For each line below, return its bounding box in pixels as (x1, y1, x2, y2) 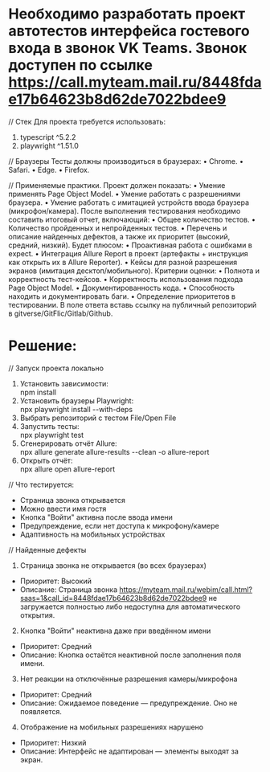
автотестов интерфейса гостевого (8, 22, 251, 40)
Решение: (8, 337, 78, 355)
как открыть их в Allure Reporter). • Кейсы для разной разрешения (8, 257, 238, 267)
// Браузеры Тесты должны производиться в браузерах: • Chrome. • (8, 156, 243, 165)
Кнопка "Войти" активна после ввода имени (19, 512, 173, 522)
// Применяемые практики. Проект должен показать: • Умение (8, 180, 226, 190)
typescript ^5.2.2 (19, 132, 76, 141)
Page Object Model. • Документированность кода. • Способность (8, 283, 235, 292)
